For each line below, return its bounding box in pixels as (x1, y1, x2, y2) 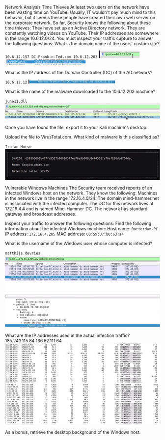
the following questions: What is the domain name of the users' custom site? (5, 41, 160, 46)
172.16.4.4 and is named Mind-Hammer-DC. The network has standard (5, 206, 148, 212)
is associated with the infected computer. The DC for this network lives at (5, 201, 154, 207)
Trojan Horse (5, 144, 32, 149)
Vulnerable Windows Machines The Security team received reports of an (5, 185, 153, 191)
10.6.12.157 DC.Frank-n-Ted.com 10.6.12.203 (5, 55, 98, 59)
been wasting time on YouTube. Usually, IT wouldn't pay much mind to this (5, 9, 156, 15)
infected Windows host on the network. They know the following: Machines (5, 190, 158, 196)
